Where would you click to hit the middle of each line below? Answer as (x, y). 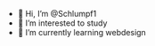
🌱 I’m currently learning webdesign (82, 32)
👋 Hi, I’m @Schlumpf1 (57, 14)
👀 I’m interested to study (62, 23)
